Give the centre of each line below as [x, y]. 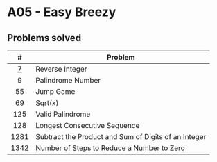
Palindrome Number [68, 80]
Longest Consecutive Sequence [88, 125]
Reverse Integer [61, 69]
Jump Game [55, 91]
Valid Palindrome [63, 114]
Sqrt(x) [47, 103]
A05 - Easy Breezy [62, 12]
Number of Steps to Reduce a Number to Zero [110, 148]
